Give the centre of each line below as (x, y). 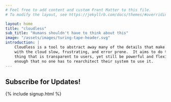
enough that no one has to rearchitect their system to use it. (84, 61)
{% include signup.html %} (34, 94)
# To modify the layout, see (36, 15)
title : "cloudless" (26, 28)
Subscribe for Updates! (43, 82)
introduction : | (22, 43)
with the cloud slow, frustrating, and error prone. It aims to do (89, 52)
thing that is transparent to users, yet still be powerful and (84, 57)
